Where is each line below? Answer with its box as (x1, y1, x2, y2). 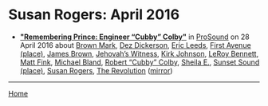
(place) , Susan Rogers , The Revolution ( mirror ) (19, 65, 173, 75)
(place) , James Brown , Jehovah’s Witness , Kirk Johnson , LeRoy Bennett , (19, 49, 259, 58)
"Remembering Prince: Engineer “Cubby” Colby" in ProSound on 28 (19, 32, 250, 41)
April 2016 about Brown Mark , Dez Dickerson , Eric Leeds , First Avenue (19, 40, 251, 49)
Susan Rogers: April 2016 (8, 6, 180, 24)
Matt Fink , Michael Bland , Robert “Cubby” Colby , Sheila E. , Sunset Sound (19, 57, 260, 67)
